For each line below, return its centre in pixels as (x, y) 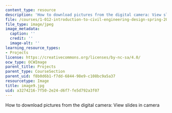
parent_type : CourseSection (35, 72)
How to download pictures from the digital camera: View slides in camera (82, 105)
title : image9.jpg (25, 86)
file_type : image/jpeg (29, 24)
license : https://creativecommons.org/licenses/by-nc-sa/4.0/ (73, 57)
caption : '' (23, 34)
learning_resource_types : (33, 48)
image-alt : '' (25, 43)
